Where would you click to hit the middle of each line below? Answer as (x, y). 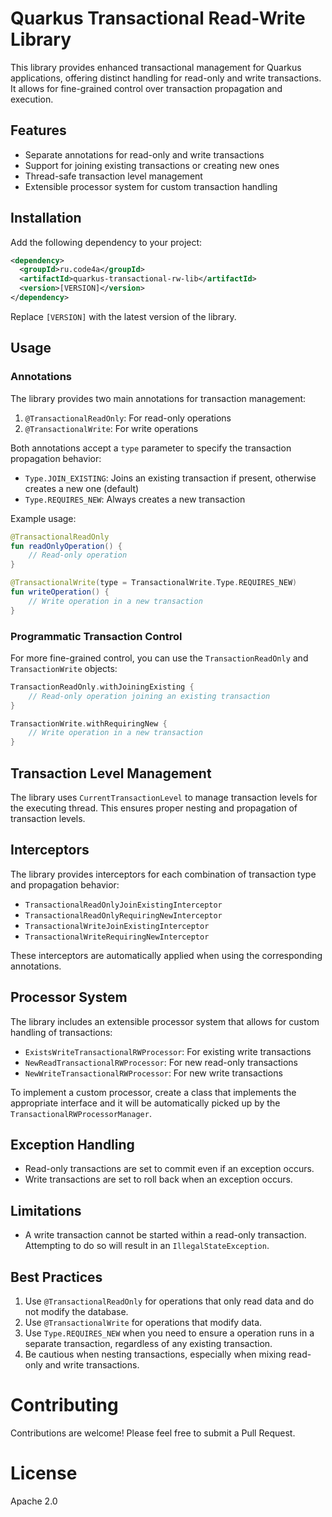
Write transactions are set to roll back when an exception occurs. (158, 1179)
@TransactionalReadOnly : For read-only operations (128, 418)
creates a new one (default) (82, 488)
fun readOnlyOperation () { (66, 546)
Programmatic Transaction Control (96, 636)
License (44, 1473)
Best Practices (56, 1277)
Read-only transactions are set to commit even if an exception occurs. (169, 1169)
